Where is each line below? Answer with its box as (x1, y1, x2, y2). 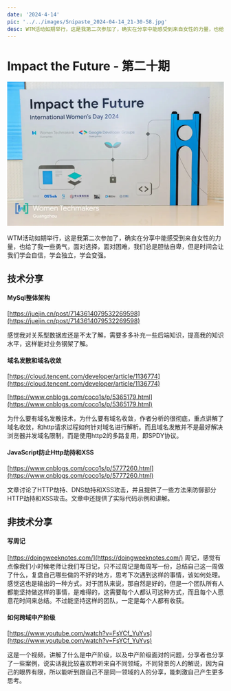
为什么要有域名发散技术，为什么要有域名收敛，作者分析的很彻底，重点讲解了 (7, 414, 224, 422)
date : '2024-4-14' (7, 11, 60, 18)
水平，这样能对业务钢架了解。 (7, 339, 91, 347)
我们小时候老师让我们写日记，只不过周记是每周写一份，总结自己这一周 (19, 562, 218, 570)
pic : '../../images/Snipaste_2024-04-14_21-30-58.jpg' (7, 18, 168, 25)
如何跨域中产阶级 (7, 613, 56, 622)
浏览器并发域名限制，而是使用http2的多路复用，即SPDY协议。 (7, 431, 183, 439)
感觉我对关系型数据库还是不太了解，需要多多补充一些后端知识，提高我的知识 (7, 331, 224, 339)
